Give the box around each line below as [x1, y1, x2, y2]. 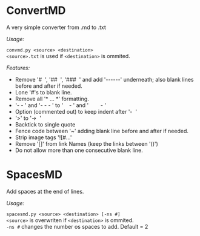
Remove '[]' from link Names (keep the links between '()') [15, 140, 159, 147]
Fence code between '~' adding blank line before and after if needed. [15, 127, 189, 134]
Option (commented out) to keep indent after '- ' [15, 108, 138, 115]
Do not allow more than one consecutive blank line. [15, 146, 144, 154]
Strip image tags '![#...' [15, 134, 72, 141]
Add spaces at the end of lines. [6, 188, 84, 195]
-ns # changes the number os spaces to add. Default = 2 [6, 223, 148, 230]
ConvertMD [6, 4, 66, 18]
